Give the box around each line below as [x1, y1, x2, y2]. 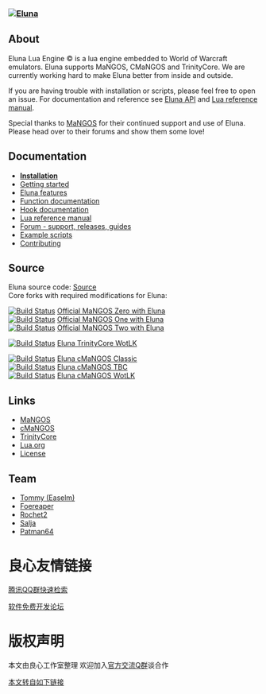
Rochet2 [19, 510, 48, 519]
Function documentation [19, 196, 100, 206]
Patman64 [19, 526, 54, 536]
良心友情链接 [8, 557, 93, 576]
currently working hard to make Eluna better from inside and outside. [8, 70, 233, 79]
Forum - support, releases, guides [19, 221, 132, 231]
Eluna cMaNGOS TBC [56, 363, 129, 372]
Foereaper [19, 501, 54, 510]
